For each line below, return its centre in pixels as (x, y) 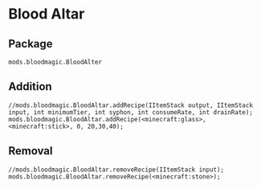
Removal (31, 151)
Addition (30, 86)
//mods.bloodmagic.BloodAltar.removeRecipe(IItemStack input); (116, 170)
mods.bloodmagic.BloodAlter (55, 62)
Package (31, 44)
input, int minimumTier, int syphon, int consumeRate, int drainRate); (130, 112)
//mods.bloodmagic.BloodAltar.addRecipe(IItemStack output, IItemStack (130, 105)
